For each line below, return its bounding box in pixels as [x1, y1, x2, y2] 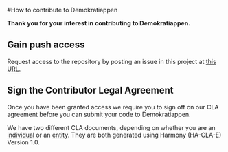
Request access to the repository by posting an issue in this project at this [7, 57, 216, 65]
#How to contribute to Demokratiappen [7, 6, 118, 14]
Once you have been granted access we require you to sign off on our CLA [7, 102, 219, 111]
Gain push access [7, 39, 85, 51]
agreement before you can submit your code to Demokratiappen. [7, 110, 191, 118]
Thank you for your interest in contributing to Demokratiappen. [7, 19, 191, 27]
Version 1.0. [7, 138, 40, 146]
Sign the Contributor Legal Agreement [7, 85, 174, 96]
